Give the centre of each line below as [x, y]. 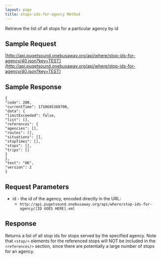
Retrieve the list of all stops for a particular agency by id [62, 28]
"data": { [15, 111]
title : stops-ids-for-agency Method [43, 14]
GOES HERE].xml [60, 208]
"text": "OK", [20, 163]
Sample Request [31, 44]
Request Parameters [37, 187]
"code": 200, [18, 103]
